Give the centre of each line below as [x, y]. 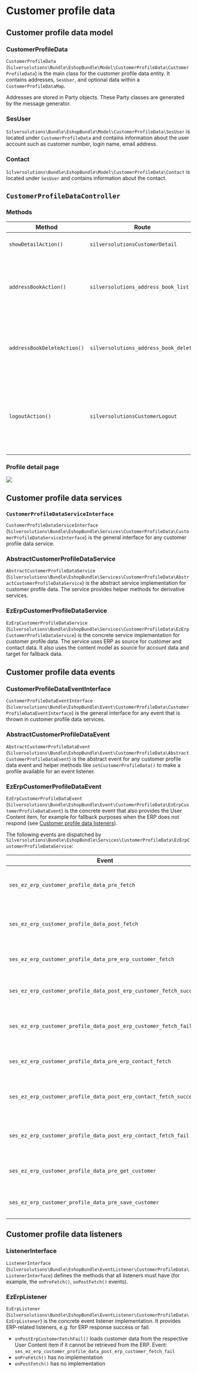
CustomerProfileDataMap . [36, 86]
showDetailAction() [36, 245]
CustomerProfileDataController [63, 196]
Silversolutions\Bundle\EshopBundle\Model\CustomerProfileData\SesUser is [98, 132]
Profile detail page [33, 467]
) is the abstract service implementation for [134, 583]
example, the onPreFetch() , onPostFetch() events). [67, 1281]
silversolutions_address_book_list [140, 287]
